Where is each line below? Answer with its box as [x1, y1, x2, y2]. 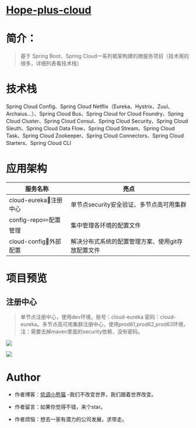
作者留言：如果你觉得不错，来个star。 [14, 403, 106, 410]
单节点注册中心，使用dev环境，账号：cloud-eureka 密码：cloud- [20, 313, 176, 320]
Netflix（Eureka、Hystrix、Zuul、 [92, 103, 173, 110]
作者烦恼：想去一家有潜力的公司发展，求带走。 [14, 416, 127, 423]
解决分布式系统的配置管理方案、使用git [71, 237, 177, 246]
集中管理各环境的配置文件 [71, 221, 141, 229]
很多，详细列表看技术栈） [20, 60, 82, 67]
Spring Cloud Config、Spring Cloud [6, 103, 92, 110]
